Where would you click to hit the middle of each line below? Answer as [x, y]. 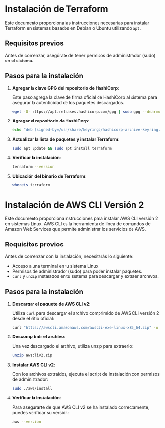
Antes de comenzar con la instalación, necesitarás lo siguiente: [69, 256]
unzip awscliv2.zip [32, 355]
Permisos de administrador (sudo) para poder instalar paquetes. [77, 271]
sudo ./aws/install [32, 389]
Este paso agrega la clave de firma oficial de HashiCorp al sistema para [85, 97]
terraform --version [33, 167]
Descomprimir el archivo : [39, 337]
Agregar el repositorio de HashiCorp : [51, 121]
